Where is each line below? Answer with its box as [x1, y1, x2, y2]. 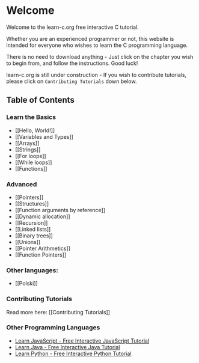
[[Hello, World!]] [14, 127, 55, 134]
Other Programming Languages [6, 323, 100, 332]
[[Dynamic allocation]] [14, 213, 70, 220]
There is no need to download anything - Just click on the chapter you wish [6, 53, 194, 60]
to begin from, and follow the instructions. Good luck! [6, 59, 138, 67]
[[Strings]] [14, 145, 41, 153]
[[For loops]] [14, 152, 46, 159]
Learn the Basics [6, 113, 57, 121]
